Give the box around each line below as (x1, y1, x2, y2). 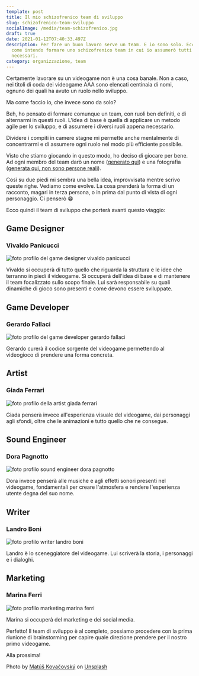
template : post (6, 8, 44, 15)
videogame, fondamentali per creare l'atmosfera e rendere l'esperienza (6, 483, 181, 491)
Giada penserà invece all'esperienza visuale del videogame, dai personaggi (6, 411, 191, 418)
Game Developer (6, 302, 69, 312)
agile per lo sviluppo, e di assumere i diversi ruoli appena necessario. (6, 123, 175, 130)
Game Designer (6, 223, 65, 233)
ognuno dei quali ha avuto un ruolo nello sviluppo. (6, 87, 128, 94)
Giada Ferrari (6, 386, 44, 395)
